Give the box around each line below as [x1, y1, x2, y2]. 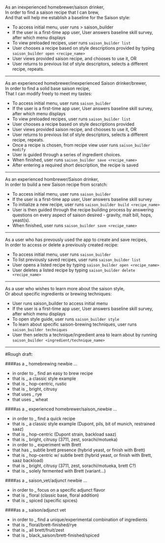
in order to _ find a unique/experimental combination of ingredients [12, 517, 148, 522]
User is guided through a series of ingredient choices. [12, 152, 121, 157]
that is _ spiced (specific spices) [12, 498, 78, 503]
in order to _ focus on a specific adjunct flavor [12, 487, 106, 493]
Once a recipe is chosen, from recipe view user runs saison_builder [12, 142, 151, 148]
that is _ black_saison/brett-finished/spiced [12, 532, 100, 538]
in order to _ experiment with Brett [12, 442, 82, 447]
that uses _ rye [12, 391, 42, 397]
